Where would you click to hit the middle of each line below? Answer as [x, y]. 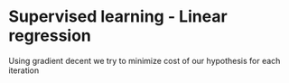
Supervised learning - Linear [118, 17]
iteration [24, 70]
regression [50, 36]
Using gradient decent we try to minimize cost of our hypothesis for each [144, 60]
